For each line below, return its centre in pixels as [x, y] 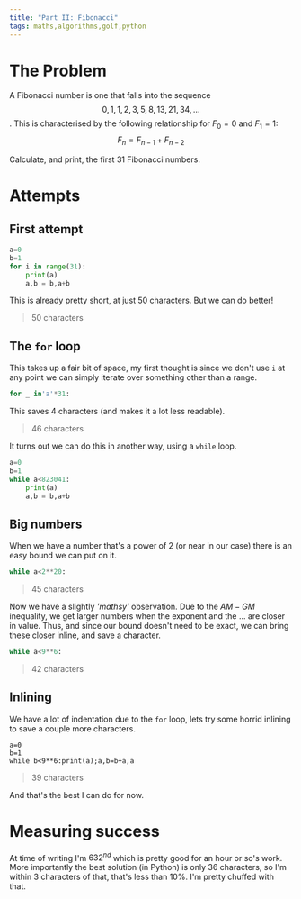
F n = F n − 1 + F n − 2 [151, 141]
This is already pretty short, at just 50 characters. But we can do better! [142, 300]
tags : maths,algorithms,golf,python [78, 26]
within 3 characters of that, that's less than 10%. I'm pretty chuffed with [142, 877]
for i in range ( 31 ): [48, 267]
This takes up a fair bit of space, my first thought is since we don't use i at [147, 368]
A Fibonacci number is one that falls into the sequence [110, 95]
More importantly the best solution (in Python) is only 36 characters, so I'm [148, 867]
